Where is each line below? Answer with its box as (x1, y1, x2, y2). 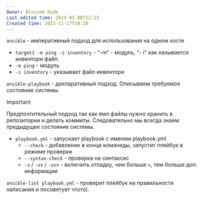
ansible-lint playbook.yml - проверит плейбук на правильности (6, 179, 174, 187)
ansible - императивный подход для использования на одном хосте (6, 37, 185, 45)
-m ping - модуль (15, 62, 60, 69)
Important (6, 98, 31, 106)
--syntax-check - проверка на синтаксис (24, 154, 129, 162)
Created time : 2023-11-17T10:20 (6, 20, 88, 26)
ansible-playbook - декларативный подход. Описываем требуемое (6, 80, 180, 87)
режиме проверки (24, 148, 73, 156)
